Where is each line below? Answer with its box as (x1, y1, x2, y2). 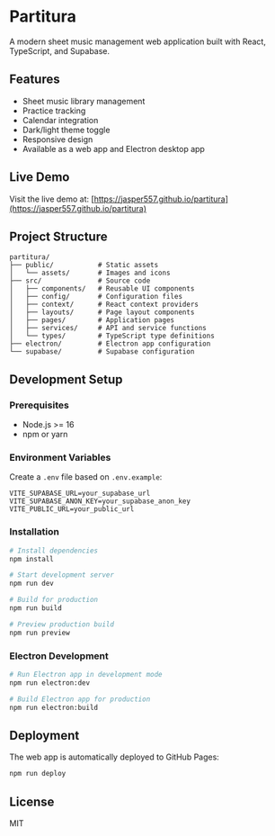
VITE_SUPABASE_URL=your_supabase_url (9, 489, 151, 499)
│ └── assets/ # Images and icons (9, 268, 171, 278)
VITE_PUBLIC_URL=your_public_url (9, 505, 135, 514)
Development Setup (9, 372, 123, 387)
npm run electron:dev (9, 678, 91, 688)
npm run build (9, 604, 63, 613)
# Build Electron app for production (9, 695, 151, 704)
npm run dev (9, 579, 54, 589)
